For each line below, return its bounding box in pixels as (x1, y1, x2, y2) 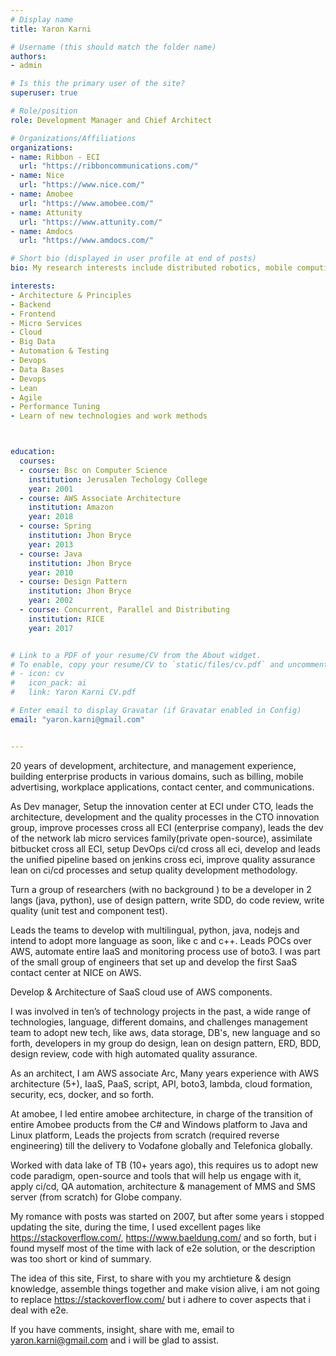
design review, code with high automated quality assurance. (10, 1047, 258, 1060)
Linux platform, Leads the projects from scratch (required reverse (10, 1129, 280, 1141)
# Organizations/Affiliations (10, 133, 137, 143)
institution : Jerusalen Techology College (28, 474, 208, 485)
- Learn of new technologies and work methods (10, 411, 208, 421)
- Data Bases (10, 364, 65, 375)
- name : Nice (10, 171, 65, 181)
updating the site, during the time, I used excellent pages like (10, 1221, 262, 1233)
